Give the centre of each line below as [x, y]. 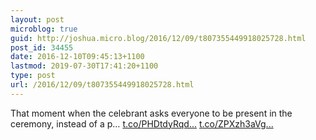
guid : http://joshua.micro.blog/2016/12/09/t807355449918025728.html [158, 38]
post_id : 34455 [42, 47]
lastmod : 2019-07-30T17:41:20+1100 [84, 66]
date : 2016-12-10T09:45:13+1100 [77, 57]
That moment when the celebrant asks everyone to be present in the [151, 113]
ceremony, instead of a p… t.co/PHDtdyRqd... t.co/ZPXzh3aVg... [142, 123]
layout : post [37, 19]
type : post [33, 76]
